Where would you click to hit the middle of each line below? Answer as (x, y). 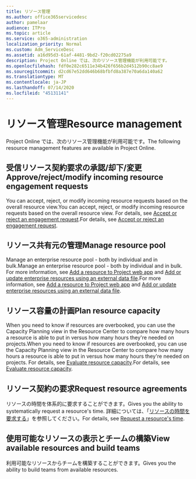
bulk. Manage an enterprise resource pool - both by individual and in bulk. (94, 266)
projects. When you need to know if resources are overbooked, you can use (97, 344)
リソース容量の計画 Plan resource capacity (83, 311)
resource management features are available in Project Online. (81, 148)
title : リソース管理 (28, 11)
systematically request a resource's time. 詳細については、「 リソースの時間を (98, 411)
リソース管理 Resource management (94, 124)
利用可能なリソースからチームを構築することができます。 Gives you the (91, 463)
